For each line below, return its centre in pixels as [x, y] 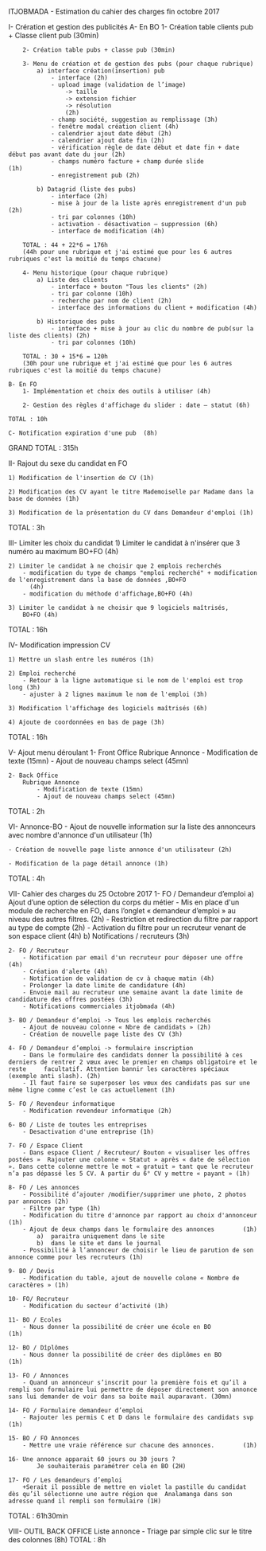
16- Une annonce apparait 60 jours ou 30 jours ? [92, 1459]
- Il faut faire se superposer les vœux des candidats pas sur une [136, 1083]
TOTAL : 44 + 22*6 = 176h [66, 245]
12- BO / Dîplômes [39, 1348]
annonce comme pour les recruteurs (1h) [76, 1257]
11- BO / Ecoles [35, 1320]
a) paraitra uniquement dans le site [101, 1237]
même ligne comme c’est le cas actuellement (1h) [92, 1090]
